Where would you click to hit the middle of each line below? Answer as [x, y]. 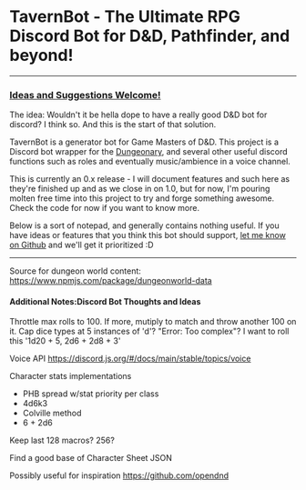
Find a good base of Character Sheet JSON [91, 458]
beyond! [41, 55]
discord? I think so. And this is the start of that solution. [113, 125]
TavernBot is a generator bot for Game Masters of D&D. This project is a [144, 142]
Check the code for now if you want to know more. [105, 208]
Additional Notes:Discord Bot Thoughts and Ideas [105, 301]
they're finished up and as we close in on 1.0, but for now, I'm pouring [140, 189]
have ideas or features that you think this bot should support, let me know [148, 235]
